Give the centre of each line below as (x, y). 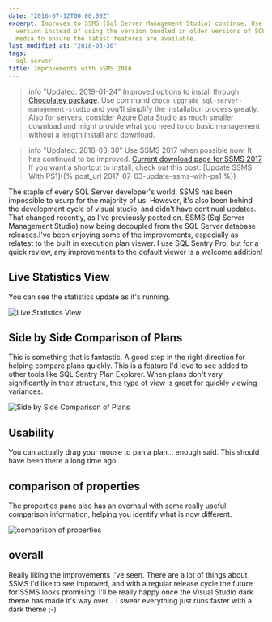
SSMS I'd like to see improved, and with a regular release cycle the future (131, 583)
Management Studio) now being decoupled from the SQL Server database (132, 226)
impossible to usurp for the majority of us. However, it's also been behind (131, 200)
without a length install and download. (91, 134)
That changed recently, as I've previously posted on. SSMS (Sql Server (127, 217)
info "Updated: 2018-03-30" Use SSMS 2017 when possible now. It (140, 150)
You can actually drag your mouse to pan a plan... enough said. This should (134, 452)
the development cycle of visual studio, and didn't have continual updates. (132, 209)
